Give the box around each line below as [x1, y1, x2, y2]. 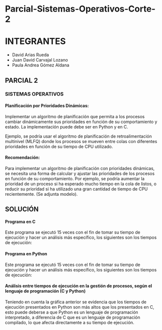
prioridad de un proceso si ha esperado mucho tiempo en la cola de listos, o [5, 181, 157, 187]
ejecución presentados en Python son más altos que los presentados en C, [5, 304, 155, 310]
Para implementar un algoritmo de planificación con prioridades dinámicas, [5, 165, 155, 171]
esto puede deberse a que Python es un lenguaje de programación [5, 309, 139, 315]
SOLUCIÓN [5, 205, 39, 214]
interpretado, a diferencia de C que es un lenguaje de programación [5, 314, 140, 320]
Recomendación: [5, 155, 40, 160]
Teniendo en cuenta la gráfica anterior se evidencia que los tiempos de [5, 299, 147, 305]
